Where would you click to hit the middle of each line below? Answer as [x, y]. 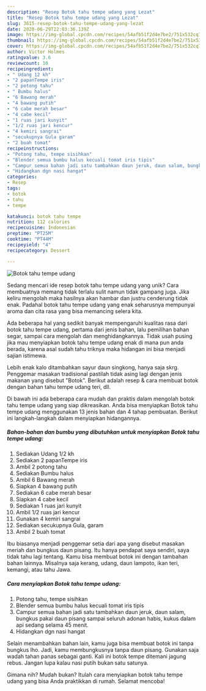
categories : [22, 177]
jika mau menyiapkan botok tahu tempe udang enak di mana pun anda [95, 342]
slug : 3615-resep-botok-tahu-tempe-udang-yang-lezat [75, 23]
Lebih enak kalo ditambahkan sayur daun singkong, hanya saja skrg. [93, 367]
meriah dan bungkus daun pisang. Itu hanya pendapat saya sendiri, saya [98, 550]
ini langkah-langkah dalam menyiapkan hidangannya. [74, 418]
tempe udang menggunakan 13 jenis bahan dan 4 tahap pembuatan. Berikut [102, 412]
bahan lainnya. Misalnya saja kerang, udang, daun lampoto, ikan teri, [93, 563]
